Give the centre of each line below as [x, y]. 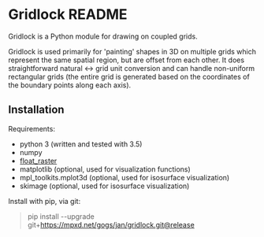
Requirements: [32, 128]
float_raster [38, 161]
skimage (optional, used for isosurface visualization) [104, 186]
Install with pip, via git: [45, 201]
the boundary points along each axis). [70, 85]
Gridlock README [68, 15]
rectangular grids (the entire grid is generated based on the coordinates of [129, 76]
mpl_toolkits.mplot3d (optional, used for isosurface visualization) [125, 177]
